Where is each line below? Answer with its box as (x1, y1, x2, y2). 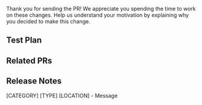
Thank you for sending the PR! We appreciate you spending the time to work (6, 5, 196, 12)
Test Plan (6, 35, 42, 46)
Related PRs (6, 55, 52, 65)
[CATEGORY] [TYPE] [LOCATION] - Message (6, 92, 118, 99)
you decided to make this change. (6, 18, 90, 25)
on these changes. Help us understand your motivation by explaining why (6, 11, 189, 19)
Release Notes (6, 76, 62, 86)
